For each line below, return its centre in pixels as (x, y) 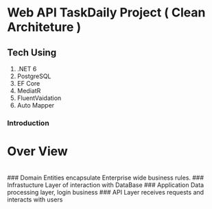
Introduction (28, 123)
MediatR (29, 91)
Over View (38, 151)
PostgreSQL (34, 76)
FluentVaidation (39, 98)
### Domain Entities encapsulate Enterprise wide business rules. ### (106, 177)
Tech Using (32, 52)
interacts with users (35, 199)
